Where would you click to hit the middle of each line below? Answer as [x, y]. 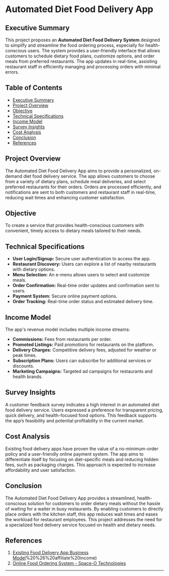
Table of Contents [34, 88]
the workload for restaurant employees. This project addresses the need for [84, 519]
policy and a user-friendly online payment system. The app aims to [74, 454]
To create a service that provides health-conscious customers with [75, 226]
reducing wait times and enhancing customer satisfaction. [65, 197]
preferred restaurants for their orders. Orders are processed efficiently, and [83, 187]
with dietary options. [34, 269]
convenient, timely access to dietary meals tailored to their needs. [73, 231]
